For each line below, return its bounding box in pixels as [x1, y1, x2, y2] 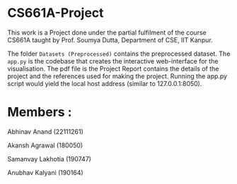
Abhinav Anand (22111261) [7, 127, 83, 135]
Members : [7, 104, 72, 121]
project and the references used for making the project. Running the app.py [7, 72, 228, 80]
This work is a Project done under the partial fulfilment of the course [7, 28, 207, 37]
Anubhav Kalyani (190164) [7, 168, 83, 177]
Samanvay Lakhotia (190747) [7, 154, 92, 163]
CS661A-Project [7, 5, 104, 21]
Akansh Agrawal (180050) [7, 141, 83, 149]
